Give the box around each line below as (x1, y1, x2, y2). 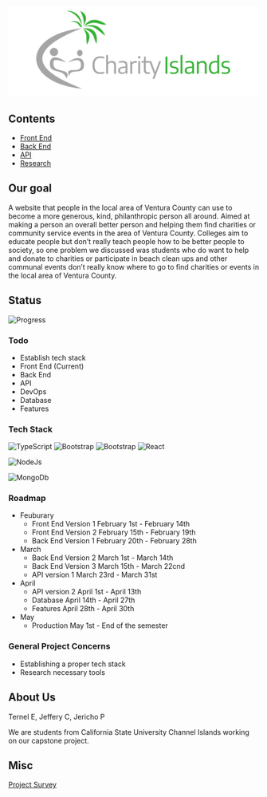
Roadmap (8, 493, 46, 504)
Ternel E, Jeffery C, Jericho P (8, 712, 105, 721)
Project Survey (8, 780, 57, 790)
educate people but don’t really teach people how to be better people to (8, 236, 245, 246)
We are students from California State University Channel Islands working (8, 727, 249, 736)
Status (8, 294, 42, 307)
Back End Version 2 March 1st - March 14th (31, 553, 174, 562)
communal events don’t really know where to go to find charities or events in (8, 262, 260, 271)
